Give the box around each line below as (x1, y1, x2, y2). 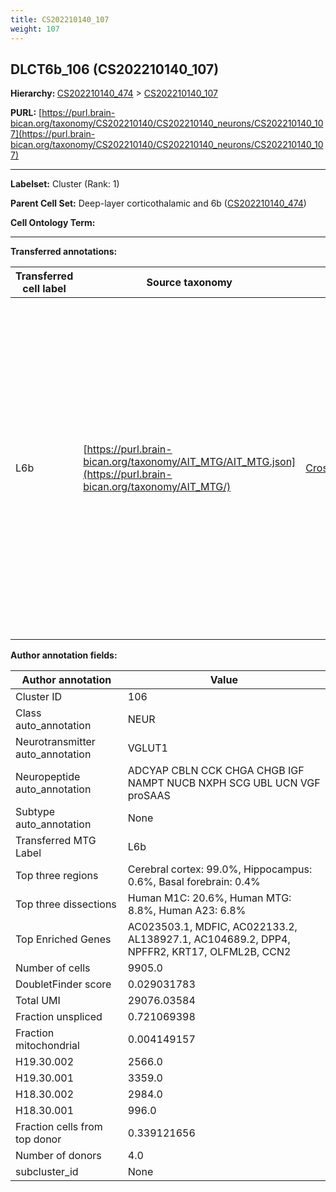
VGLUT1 (127, 741, 168, 755)
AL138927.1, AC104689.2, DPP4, (127, 932, 291, 946)
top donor (15, 1132, 62, 1146)
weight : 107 (10, 24, 60, 34)
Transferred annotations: (10, 246, 118, 258)
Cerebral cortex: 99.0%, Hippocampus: (127, 862, 313, 876)
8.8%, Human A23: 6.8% (127, 904, 247, 918)
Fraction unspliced (15, 1010, 103, 1024)
